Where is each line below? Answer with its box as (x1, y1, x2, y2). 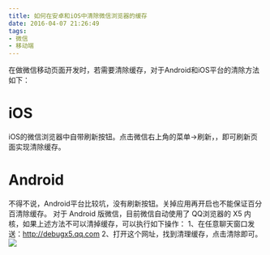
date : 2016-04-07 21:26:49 (8, 19, 100, 28)
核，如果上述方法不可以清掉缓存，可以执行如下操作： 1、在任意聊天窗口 (8, 219, 248, 228)
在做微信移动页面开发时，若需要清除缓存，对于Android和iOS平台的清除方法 (8, 66, 259, 75)
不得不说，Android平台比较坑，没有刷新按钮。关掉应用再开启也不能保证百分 (8, 199, 262, 208)
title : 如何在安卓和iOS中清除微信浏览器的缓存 (8, 11, 148, 20)
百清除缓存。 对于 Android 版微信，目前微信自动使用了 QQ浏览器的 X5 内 (8, 209, 251, 219)
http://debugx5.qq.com (23, 229, 100, 239)
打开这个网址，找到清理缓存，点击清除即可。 (113, 229, 263, 239)
